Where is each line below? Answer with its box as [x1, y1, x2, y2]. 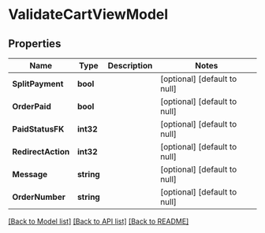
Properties [8, 37, 62, 50]
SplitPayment [12, 79, 64, 89]
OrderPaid [12, 101, 51, 112]
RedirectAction [12, 146, 70, 157]
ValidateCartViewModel [8, 6, 169, 24]
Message [12, 169, 48, 179]
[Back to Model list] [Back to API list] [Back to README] [8, 216, 189, 226]
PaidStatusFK [12, 124, 65, 135]
